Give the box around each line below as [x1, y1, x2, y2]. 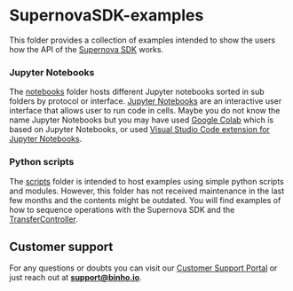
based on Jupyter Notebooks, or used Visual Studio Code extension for [9, 124, 271, 135]
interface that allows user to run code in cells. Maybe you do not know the [9, 106, 281, 116]
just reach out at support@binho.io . [9, 272, 142, 283]
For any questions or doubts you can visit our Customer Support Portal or [9, 263, 278, 273]
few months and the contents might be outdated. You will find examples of [9, 194, 281, 205]
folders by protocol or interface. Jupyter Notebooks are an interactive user [9, 96, 282, 106]
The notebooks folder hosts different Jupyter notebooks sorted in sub [9, 86, 265, 98]
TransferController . [9, 214, 78, 224]
